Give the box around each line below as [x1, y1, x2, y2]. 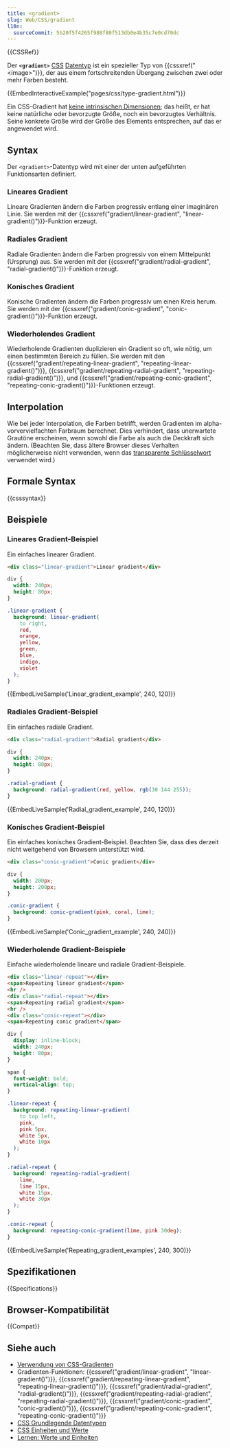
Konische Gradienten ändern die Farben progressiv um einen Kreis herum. [7, 297, 218, 306]
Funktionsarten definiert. [7, 170, 77, 179]
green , [19, 646, 38, 653]
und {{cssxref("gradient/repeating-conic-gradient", [67, 374, 211, 382]
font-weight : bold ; [13, 1075, 69, 1082]
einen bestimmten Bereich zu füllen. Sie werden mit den [7, 352, 165, 361]
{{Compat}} [7, 1322, 40, 1331]
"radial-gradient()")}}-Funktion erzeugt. [7, 264, 119, 273]
